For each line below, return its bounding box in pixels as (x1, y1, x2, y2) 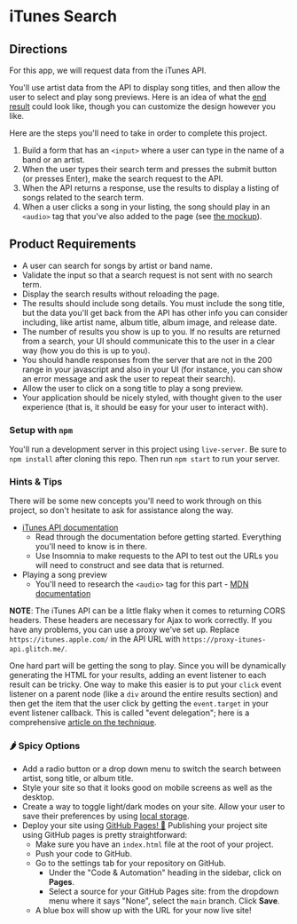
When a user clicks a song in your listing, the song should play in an (21, 201, 270, 212)
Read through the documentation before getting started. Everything (35, 532, 282, 542)
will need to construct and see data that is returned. (35, 560, 224, 571)
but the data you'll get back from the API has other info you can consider (21, 307, 288, 318)
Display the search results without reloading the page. (21, 288, 220, 299)
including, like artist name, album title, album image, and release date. (21, 317, 277, 328)
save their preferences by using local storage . (21, 810, 191, 821)
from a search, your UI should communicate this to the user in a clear (21, 336, 276, 346)
